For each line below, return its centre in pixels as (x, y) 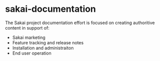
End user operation (32, 53)
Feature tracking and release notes (48, 42)
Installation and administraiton (43, 48)
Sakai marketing (29, 37)
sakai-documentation (51, 9)
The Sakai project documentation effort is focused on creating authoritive (80, 23)
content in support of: (27, 28)
